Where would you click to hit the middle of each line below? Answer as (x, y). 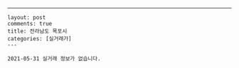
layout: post (27, 18)
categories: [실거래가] (39, 39)
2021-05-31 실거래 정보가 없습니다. (54, 59)
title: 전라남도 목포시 (37, 31)
